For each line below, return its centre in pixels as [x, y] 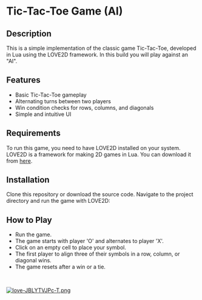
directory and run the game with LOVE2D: [58, 201]
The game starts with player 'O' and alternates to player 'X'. [89, 241]
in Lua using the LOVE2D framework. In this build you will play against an [97, 55]
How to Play [29, 220]
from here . [19, 161]
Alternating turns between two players [63, 101]
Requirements [33, 133]
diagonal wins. [33, 261]
